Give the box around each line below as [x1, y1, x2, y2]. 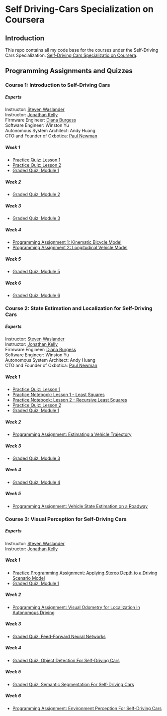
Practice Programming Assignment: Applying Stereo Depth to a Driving [12, 570, 158, 576]
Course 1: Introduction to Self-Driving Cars [5, 82, 110, 89]
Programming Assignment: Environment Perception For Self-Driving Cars [12, 705, 162, 711]
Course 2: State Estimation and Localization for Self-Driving [5, 305, 153, 312]
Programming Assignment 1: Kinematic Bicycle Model [12, 239, 122, 245]
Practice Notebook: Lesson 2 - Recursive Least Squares [12, 397, 128, 403]
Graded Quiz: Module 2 [12, 192, 61, 198]
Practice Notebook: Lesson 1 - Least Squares [12, 392, 105, 398]
